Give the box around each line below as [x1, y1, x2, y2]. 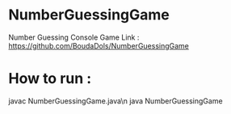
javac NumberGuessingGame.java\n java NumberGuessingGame [8, 95, 224, 106]
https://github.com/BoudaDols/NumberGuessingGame [8, 40, 190, 50]
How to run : [8, 70, 92, 88]
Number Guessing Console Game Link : [8, 32, 140, 42]
